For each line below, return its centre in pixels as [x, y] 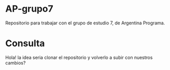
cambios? [16, 63]
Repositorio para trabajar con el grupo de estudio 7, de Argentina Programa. [85, 23]
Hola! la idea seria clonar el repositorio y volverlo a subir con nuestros [79, 57]
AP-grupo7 [29, 9]
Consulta [25, 43]
